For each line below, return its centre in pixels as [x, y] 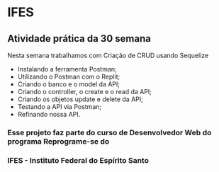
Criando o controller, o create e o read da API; [85, 92]
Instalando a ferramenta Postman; [67, 69]
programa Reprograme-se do [58, 141]
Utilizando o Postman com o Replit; [69, 76]
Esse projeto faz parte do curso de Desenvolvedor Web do [109, 132]
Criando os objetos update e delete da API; [80, 99]
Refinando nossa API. [49, 114]
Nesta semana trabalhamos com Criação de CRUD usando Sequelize [108, 55]
